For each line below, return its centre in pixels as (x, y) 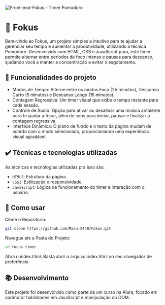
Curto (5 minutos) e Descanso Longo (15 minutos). (63, 95)
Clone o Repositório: (26, 220)
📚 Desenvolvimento (37, 278)
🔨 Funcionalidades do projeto (51, 78)
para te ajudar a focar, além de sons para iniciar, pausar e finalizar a (81, 115)
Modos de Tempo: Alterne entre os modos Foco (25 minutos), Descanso (85, 89)
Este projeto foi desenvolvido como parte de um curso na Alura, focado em (81, 292)
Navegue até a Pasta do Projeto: (38, 238)
